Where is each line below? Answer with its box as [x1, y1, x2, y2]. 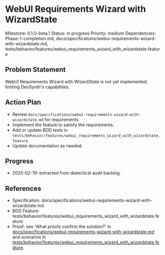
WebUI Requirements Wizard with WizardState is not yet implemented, [5, 78, 148, 84]
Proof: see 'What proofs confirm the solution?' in [12, 223, 111, 230]
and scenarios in [12, 234, 46, 240]
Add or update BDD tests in [12, 127, 68, 133]
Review [12, 111, 28, 117]
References [5, 184, 41, 193]
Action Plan [5, 98, 41, 107]
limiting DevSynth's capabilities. [5, 84, 70, 90]
